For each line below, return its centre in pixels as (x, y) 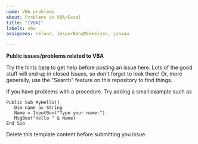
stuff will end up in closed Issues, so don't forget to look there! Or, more (94, 74)
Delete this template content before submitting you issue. (77, 134)
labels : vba (21, 28)
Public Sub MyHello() (33, 103)
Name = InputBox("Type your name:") (60, 113)
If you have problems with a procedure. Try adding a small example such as (99, 92)
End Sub (16, 123)
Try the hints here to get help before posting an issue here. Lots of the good (99, 68)
